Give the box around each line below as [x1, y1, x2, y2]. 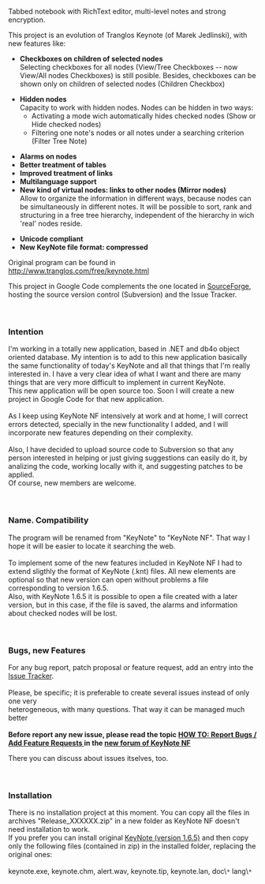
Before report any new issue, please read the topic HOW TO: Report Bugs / [8, 729, 257, 739]
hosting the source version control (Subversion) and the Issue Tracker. [8, 290, 237, 299]
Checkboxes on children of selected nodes [19, 54, 163, 63]
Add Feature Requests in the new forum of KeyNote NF [8, 738, 191, 747]
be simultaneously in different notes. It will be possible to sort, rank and [19, 202, 252, 212]
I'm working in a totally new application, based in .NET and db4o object [8, 344, 240, 354]
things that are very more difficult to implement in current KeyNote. [8, 378, 226, 388]
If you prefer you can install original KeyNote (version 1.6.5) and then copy [8, 833, 249, 843]
